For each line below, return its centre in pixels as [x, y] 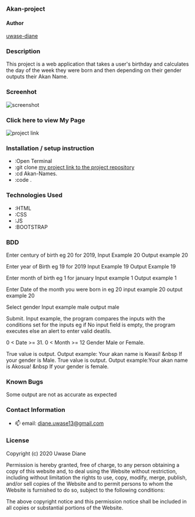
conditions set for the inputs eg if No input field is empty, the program [91, 325]
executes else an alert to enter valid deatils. [59, 331]
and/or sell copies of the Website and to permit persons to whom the [90, 483]
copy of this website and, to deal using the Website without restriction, [92, 471]
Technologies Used [34, 195]
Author [15, 23]
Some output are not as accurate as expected [62, 395]
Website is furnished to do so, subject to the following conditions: [85, 490]
